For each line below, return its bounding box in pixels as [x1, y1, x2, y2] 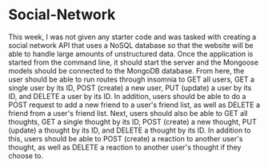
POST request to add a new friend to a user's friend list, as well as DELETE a [8, 100, 261, 109]
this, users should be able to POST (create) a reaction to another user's [8, 133, 243, 143]
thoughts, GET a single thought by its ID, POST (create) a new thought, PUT [8, 117, 258, 126]
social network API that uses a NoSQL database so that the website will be [8, 40, 254, 50]
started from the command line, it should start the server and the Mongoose [8, 58, 258, 67]
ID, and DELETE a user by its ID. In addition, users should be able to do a [8, 91, 246, 101]
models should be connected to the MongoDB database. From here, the [8, 66, 245, 75]
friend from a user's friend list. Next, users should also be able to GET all [8, 108, 248, 117]
